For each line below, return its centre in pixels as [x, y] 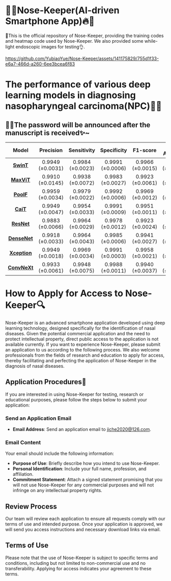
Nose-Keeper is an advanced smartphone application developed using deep [85, 323]
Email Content [23, 442]
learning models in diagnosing [70, 95]
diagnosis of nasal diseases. [35, 366]
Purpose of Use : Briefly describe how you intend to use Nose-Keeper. [86, 463]
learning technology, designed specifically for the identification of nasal [80, 328]
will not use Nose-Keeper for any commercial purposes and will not [83, 485]
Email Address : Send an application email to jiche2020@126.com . [82, 429]
